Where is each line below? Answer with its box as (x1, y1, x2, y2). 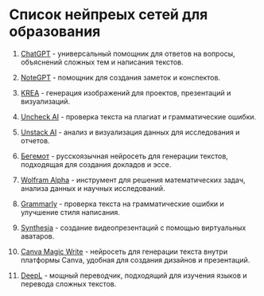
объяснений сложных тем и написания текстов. (20, 57, 184, 67)
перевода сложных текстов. (20, 278, 117, 288)
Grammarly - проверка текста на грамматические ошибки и (20, 199, 225, 208)
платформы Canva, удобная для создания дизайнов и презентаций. (20, 255, 250, 264)
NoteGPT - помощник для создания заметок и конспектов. (20, 72, 221, 82)
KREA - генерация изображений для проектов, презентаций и (20, 88, 231, 97)
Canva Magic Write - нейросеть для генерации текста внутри (20, 247, 228, 256)
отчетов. (20, 135, 50, 145)
